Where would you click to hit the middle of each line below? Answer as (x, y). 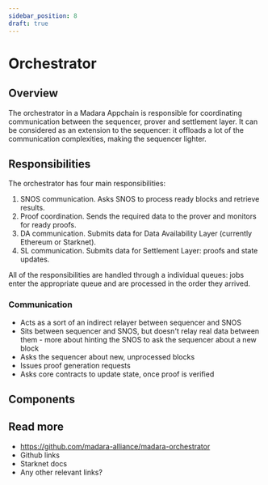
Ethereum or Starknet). (58, 242)
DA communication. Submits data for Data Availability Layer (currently (136, 234)
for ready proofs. (48, 225)
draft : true (28, 23)
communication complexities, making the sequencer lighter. (108, 138)
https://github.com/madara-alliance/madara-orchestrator (115, 446)
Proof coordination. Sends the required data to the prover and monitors (138, 216)
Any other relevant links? (61, 472)
